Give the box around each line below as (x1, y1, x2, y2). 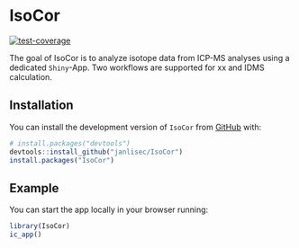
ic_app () (9, 230, 42, 239)
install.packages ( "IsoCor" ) (9, 155, 115, 164)
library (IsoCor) (9, 222, 70, 231)
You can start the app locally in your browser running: (9, 204, 209, 216)
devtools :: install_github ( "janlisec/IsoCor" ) (9, 147, 183, 156)
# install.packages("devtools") (9, 138, 131, 148)
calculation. (9, 71, 52, 82)
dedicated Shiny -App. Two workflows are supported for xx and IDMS (9, 62, 265, 73)
